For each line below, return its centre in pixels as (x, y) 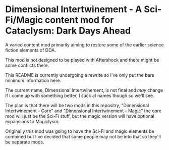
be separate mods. (25, 142)
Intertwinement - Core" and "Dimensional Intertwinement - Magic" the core (83, 111)
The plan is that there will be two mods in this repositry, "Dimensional (77, 105)
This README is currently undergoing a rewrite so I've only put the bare (80, 75)
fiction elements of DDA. (31, 50)
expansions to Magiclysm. (32, 121)
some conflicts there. (27, 65)
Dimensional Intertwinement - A (74, 9)
